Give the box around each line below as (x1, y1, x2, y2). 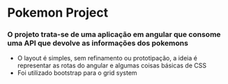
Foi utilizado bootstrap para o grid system (17, 69, 137, 77)
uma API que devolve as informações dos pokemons (7, 38, 188, 48)
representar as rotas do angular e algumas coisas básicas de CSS (17, 61, 207, 70)
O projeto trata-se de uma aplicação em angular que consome (7, 30, 221, 40)
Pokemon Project (7, 5, 109, 21)
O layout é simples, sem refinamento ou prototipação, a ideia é (17, 54, 197, 62)
